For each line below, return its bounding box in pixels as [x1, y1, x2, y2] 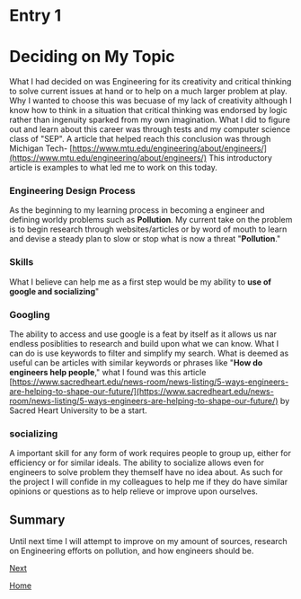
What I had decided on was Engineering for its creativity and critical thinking [9, 76, 292, 87]
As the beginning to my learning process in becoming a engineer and [9, 205, 265, 216]
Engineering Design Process [9, 185, 137, 198]
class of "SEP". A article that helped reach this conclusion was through [9, 134, 271, 145]
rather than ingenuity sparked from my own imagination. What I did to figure [9, 114, 290, 126]
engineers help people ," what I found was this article [9, 367, 207, 378]
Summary [9, 512, 66, 527]
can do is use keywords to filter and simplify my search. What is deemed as [9, 348, 289, 359]
